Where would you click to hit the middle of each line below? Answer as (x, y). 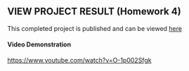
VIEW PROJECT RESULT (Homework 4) (94, 12)
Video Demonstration (39, 44)
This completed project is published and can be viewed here (95, 28)
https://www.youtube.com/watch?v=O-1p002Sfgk (79, 60)
